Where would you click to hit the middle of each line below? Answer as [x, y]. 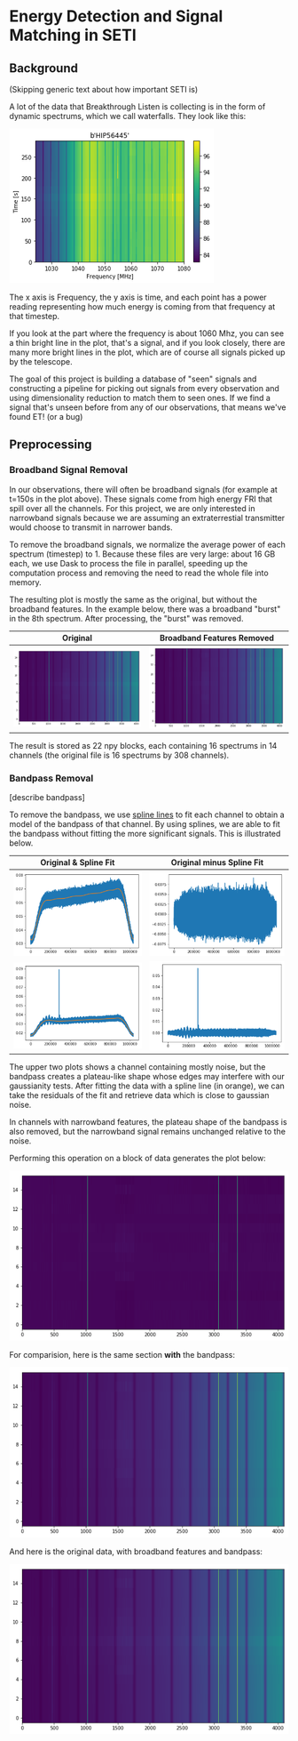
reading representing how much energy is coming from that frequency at [142, 307]
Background [43, 68]
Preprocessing [51, 445]
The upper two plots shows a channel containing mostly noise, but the [137, 1067]
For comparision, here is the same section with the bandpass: [122, 1355]
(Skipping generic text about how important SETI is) [103, 89]
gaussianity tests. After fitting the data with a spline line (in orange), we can [147, 1086]
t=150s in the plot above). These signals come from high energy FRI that [141, 499]
